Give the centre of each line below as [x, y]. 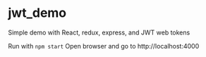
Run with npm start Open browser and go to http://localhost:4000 [104, 46]
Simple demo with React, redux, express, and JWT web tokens [99, 32]
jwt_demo [37, 13]
